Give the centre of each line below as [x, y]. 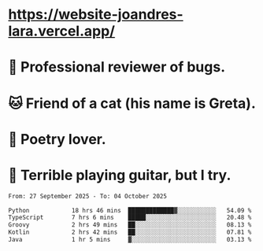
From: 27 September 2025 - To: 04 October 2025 [88, 196]
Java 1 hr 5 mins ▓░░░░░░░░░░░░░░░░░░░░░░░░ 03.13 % [130, 240]
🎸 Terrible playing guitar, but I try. [120, 175]
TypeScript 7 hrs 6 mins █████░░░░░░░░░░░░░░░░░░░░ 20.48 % [130, 218]
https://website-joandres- [96, 15]
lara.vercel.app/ [62, 31]
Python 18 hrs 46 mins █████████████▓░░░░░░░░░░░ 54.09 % [130, 210]
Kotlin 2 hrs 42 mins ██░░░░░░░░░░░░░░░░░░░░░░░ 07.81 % [130, 233]
